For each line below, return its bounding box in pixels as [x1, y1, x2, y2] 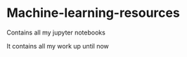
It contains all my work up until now [6, 42, 110, 50]
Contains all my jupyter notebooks [6, 28, 106, 37]
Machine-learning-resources [6, 5, 180, 21]
